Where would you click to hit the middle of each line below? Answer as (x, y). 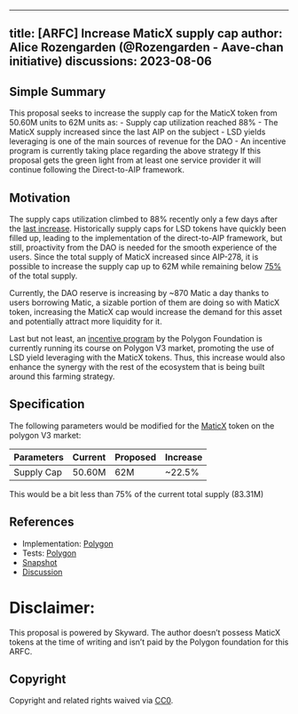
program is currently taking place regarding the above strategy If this (135, 151)
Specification (47, 404)
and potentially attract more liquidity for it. (86, 322)
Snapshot (39, 562)
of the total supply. (43, 276)
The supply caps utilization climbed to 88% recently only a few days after (143, 220)
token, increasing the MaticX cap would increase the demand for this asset (146, 312)
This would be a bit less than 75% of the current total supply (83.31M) (137, 493)
